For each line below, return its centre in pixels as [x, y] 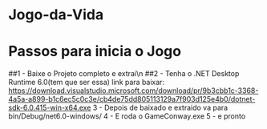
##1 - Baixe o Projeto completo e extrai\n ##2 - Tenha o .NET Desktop [124, 74]
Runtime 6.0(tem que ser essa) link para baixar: [87, 83]
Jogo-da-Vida [56, 15]
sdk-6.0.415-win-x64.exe [50, 108]
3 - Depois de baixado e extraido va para [160, 108]
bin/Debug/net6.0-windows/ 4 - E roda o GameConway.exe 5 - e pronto [127, 116]
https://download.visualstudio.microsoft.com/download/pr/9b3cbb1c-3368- [133, 91]
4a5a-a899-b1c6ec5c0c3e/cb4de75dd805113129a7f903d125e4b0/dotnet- [132, 99]
